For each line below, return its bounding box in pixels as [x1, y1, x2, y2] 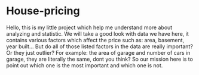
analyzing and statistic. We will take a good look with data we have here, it [6, 30, 189, 37]
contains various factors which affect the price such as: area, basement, [6, 36, 185, 43]
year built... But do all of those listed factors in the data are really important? [6, 43, 193, 50]
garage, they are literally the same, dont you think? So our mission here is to [6, 55, 193, 62]
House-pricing [6, 4, 80, 18]
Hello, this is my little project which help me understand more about [6, 24, 173, 31]
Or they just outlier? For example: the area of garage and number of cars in [6, 49, 191, 56]
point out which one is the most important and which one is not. [6, 61, 163, 69]
